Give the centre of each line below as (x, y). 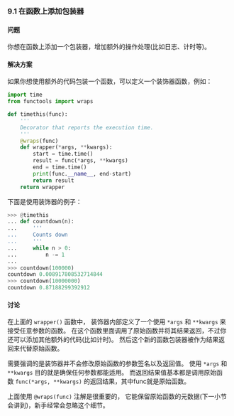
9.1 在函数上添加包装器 (46, 11)
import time (25, 95)
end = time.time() (60, 167)
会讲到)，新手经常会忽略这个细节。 (58, 405)
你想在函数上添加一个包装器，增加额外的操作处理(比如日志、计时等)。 (109, 47)
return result (54, 180)
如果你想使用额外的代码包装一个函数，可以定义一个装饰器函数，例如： (110, 81)
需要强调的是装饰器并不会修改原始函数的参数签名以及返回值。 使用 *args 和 (117, 363)
